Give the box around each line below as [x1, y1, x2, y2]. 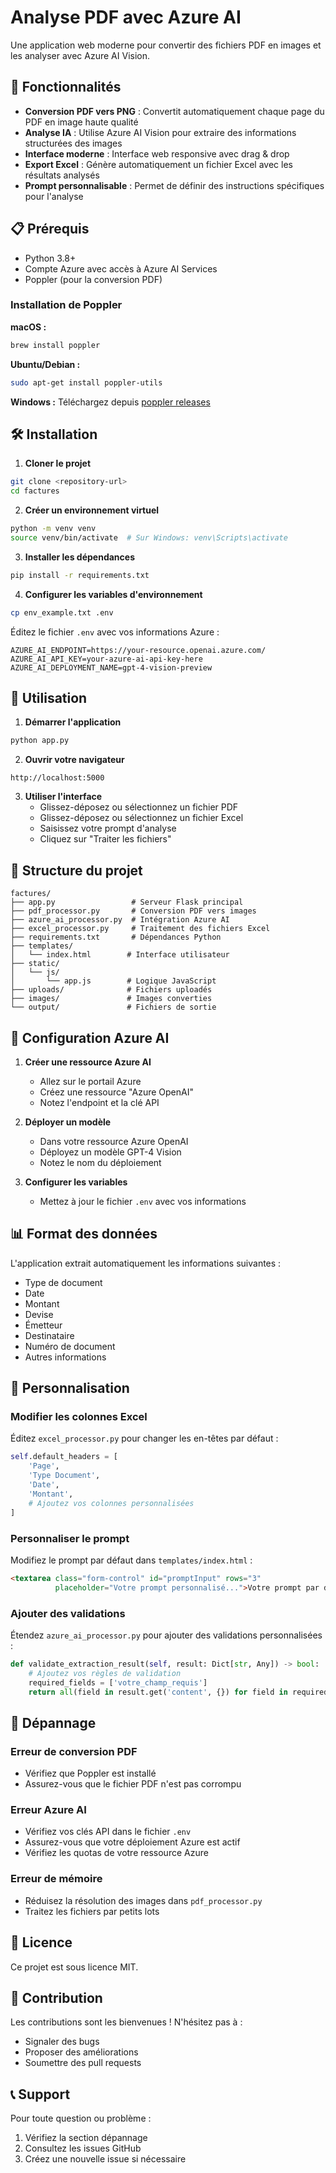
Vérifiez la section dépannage [24, 2132, 148, 2144]
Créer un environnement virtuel [24, 504, 160, 516]
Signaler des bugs [24, 2036, 100, 2048]
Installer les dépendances [24, 551, 135, 563]
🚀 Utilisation [10, 690, 88, 707]
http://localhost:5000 [10, 773, 105, 783]
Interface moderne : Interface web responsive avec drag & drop [24, 147, 290, 160]
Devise [24, 1308, 54, 1320]
